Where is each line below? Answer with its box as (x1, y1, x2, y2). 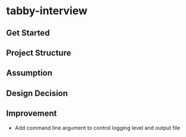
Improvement (6, 109, 57, 119)
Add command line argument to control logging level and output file (14, 124, 180, 131)
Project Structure (6, 47, 71, 58)
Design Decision (6, 88, 68, 98)
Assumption (6, 68, 52, 78)
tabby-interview (6, 4, 88, 18)
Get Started (6, 28, 50, 38)
